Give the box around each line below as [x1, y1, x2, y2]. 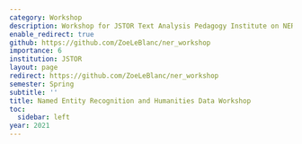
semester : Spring [9, 80, 75, 89]
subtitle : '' [9, 88, 58, 97]
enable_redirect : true [9, 30, 94, 38]
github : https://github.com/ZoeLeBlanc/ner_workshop [9, 38, 211, 47]
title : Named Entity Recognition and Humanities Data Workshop [9, 96, 252, 106]
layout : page [9, 64, 58, 72]
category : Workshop [9, 13, 83, 22]
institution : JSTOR [9, 55, 83, 64]
